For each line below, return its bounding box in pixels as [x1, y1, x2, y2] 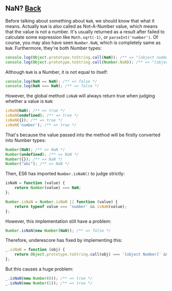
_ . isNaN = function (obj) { [5, 247, 66, 253]
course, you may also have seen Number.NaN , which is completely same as [5, 39, 161, 46]
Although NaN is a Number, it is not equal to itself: [5, 69, 109, 75]
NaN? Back [5, 4, 41, 13]
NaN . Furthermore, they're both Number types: [5, 45, 102, 51]
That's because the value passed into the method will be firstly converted [5, 132, 160, 138]
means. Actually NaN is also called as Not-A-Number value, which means [5, 23, 158, 29]
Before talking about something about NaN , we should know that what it [5, 17, 155, 24]
